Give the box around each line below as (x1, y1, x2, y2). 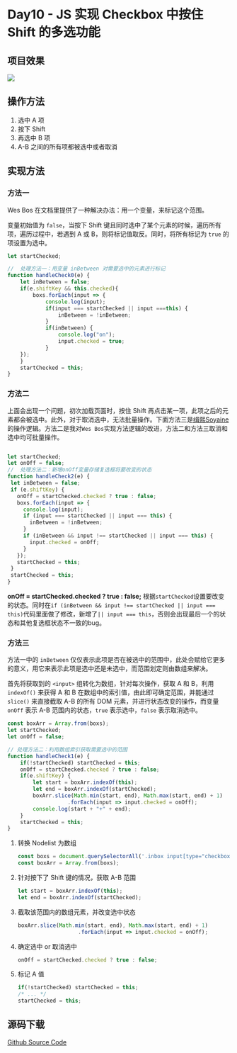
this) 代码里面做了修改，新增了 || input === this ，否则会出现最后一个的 (7, 610, 220, 619)
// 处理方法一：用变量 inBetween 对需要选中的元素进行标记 (7, 265, 166, 273)
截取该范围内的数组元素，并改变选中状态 (17, 908, 136, 916)
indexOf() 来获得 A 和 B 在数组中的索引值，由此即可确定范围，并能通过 (7, 688, 214, 697)
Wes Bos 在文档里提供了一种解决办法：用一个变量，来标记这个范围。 (7, 205, 209, 214)
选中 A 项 (17, 116, 45, 124)
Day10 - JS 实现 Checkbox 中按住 (7, 6, 204, 23)
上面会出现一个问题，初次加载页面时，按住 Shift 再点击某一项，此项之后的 (7, 406, 223, 415)
